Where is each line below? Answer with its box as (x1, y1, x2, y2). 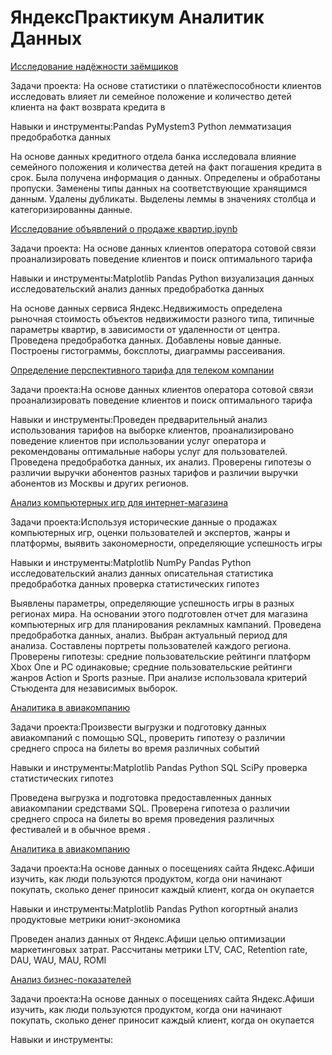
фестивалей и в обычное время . (10, 823, 152, 835)
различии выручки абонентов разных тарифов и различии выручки (10, 466, 299, 478)
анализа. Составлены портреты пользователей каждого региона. (10, 639, 292, 651)
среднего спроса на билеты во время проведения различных (10, 812, 275, 825)
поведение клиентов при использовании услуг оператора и (10, 434, 267, 446)
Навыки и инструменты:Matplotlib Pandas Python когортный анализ (10, 902, 298, 915)
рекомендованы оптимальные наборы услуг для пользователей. (10, 445, 288, 457)
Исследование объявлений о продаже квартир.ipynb (10, 222, 238, 235)
